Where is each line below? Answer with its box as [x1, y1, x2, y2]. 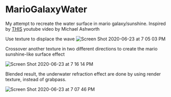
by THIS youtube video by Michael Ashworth [5, 26, 100, 32]
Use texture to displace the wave [5, 36, 75, 42]
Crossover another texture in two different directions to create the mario [5, 45, 158, 52]
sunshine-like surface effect [5, 51, 65, 57]
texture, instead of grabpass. [5, 76, 67, 82]
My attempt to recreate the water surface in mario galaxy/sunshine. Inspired [5, 20, 166, 27]
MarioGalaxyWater [5, 4, 87, 15]
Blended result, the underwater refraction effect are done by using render [5, 70, 161, 77]
